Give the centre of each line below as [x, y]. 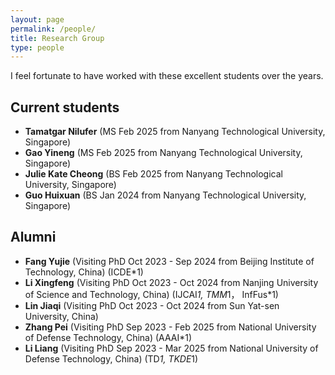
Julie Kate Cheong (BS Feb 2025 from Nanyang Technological [153, 174]
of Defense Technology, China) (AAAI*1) [108, 337]
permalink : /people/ [53, 29]
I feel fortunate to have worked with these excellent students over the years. [167, 76]
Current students [65, 107]
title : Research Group [57, 38]
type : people [37, 47]
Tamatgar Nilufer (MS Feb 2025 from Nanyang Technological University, [175, 132]
